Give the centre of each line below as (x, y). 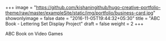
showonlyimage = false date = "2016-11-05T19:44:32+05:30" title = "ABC (83, 18)
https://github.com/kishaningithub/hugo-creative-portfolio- (98, 7)
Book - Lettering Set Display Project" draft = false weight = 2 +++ (75, 24)
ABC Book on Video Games (34, 34)
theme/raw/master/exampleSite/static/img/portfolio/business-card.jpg (79, 13)
